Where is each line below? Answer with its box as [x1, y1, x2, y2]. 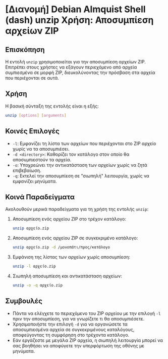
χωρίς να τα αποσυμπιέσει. [12, 146, 70, 152]
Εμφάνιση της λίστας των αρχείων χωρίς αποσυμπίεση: [12, 254, 130, 260]
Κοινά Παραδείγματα [5, 193, 75, 201]
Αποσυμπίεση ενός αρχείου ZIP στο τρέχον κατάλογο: [12, 216, 126, 222]
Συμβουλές [5, 297, 43, 305]
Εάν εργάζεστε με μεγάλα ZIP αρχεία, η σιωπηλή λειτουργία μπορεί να [12, 337, 163, 343]
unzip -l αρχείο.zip [12, 264, 56, 269]
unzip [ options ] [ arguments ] [5, 113, 67, 118]
